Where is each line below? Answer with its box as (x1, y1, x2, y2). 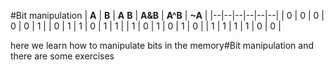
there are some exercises (10, 50, 115, 62)
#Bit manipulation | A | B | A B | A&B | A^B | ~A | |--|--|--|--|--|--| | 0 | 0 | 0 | (10, 10, 325, 21)
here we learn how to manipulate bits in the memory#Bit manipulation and (10, 40, 314, 51)
